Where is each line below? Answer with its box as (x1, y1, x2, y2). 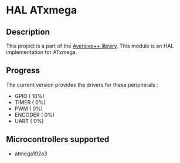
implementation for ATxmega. (6, 49, 77, 56)
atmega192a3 (14, 150, 47, 157)
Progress (6, 66, 40, 76)
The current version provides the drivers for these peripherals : (6, 81, 158, 88)
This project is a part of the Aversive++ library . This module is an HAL (6, 42, 174, 49)
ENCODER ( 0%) (14, 111, 55, 118)
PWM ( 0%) (14, 105, 43, 112)
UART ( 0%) (14, 117, 44, 124)
